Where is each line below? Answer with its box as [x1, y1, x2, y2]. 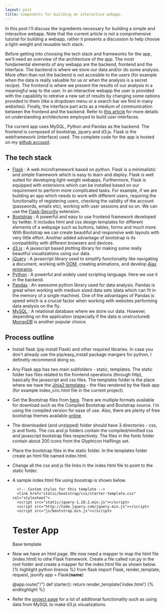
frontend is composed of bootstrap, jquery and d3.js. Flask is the [5, 129, 136, 134]
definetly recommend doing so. [12, 357, 76, 363]
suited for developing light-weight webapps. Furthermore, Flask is [12, 177, 146, 183]
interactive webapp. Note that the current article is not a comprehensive [5, 31, 151, 37]
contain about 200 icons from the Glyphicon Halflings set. [12, 438, 130, 444]
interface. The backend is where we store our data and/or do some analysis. [5, 66, 160, 72]
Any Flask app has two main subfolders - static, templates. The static [12, 366, 153, 372]
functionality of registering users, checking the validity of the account [12, 198, 154, 204]
